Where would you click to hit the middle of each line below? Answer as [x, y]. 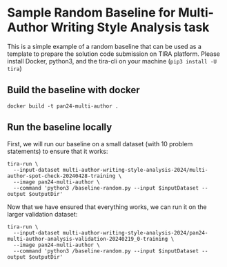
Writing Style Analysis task [130, 27]
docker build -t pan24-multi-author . [63, 106]
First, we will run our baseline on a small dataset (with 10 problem [100, 144]
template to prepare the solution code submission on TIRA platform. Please [114, 54]
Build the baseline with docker [73, 90]
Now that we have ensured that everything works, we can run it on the [107, 207]
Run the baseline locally [60, 127]
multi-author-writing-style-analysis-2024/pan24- [135, 233]
